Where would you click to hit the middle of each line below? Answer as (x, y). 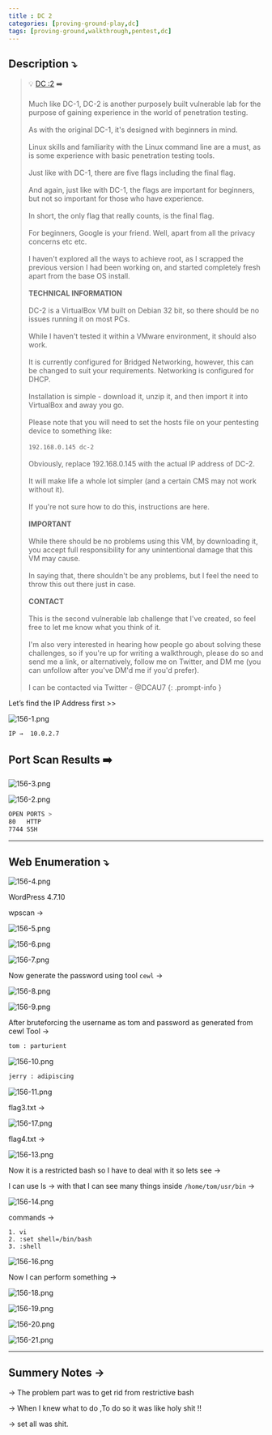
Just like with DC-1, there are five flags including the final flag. (132, 173)
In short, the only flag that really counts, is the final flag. (121, 216)
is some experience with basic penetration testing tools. (121, 155)
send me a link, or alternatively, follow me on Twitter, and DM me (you (144, 662)
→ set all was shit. (38, 1424)
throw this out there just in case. (82, 585)
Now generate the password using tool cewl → (86, 976)
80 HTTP (25, 822)
